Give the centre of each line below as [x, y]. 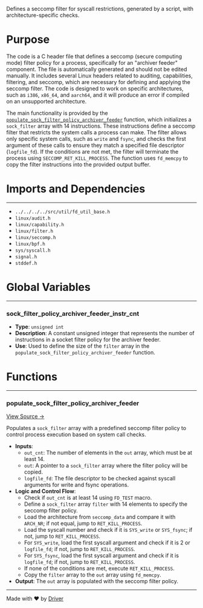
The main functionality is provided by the [57, 113]
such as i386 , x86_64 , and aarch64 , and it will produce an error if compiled [98, 95]
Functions [32, 377]
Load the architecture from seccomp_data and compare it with [100, 517]
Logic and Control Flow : [45, 491]
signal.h [26, 257]
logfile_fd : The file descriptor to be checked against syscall [100, 479]
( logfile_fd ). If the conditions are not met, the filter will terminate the [92, 151]
